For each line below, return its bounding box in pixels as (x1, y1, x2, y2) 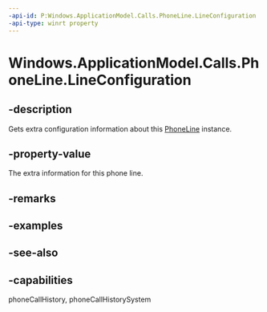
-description (8, 103, 72, 116)
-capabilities (8, 274, 74, 287)
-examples (8, 219, 63, 233)
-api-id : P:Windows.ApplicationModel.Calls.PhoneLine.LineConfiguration (8, 11, 257, 20)
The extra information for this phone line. (8, 168, 144, 178)
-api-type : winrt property (8, 19, 99, 27)
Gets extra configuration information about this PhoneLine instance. (8, 124, 233, 133)
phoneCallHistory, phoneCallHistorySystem (8, 294, 152, 305)
